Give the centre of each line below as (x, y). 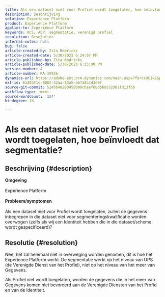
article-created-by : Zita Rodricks (41, 51)
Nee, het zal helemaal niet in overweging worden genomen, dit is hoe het (79, 254)
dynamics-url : (20, 78)
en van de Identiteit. (25, 290)
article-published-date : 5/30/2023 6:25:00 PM (54, 64)
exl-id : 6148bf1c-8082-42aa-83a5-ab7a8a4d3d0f (54, 82)
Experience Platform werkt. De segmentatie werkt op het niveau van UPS (79, 259)
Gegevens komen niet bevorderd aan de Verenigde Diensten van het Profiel (82, 285)
